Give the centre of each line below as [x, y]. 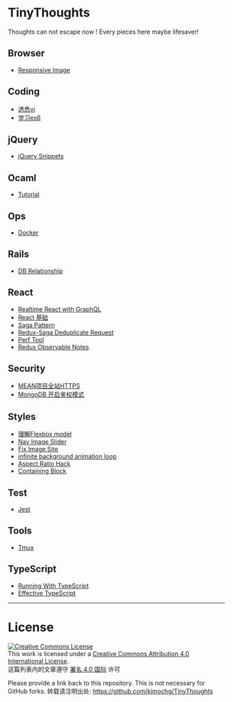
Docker [28, 233]
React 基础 [33, 317]
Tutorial [29, 195]
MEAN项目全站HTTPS [49, 386]
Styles [22, 417]
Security [27, 369]
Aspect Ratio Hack [44, 464]
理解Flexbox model [44, 434]
